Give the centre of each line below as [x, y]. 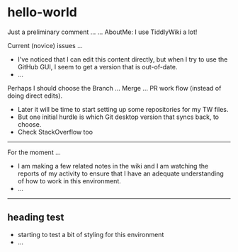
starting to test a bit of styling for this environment [91, 234]
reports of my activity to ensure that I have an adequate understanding [121, 173]
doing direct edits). [35, 96]
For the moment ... [34, 152]
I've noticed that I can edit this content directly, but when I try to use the [123, 59]
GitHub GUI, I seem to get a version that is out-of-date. [97, 67]
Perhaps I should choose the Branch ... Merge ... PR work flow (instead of [114, 88]
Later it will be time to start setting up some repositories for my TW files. [123, 109]
